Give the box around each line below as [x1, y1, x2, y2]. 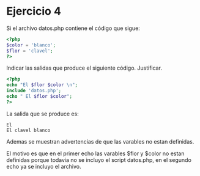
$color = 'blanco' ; [6, 42, 56, 48]
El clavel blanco [6, 127, 51, 133]
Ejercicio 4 [6, 4, 61, 18]
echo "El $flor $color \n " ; [6, 82, 78, 88]
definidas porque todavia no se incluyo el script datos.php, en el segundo [6, 156, 191, 163]
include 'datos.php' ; [6, 87, 62, 94]
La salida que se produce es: [6, 110, 80, 117]
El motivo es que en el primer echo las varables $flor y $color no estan [6, 150, 185, 157]
